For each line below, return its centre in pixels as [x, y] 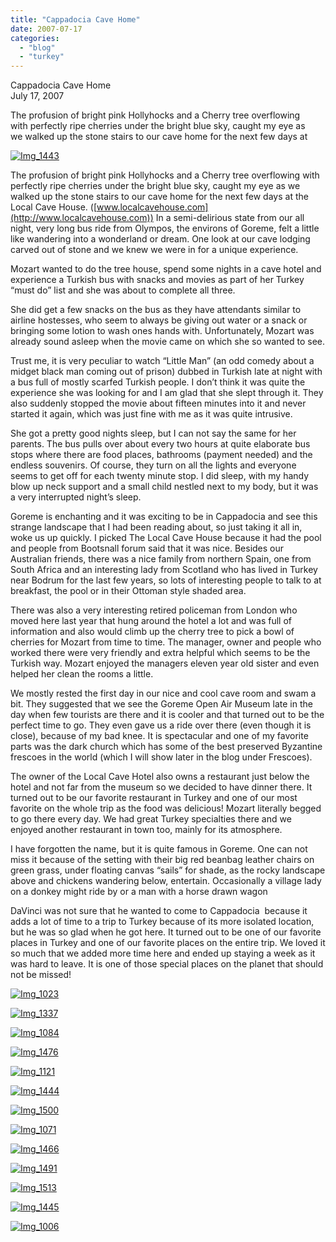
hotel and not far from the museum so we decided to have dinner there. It [161, 787]
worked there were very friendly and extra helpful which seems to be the [160, 653]
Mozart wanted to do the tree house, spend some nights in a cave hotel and [166, 269]
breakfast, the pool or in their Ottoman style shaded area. [128, 591]
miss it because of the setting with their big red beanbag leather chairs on [162, 860]
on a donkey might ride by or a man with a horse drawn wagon [139, 892]
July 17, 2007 [37, 96]
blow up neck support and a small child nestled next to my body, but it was [164, 487]
